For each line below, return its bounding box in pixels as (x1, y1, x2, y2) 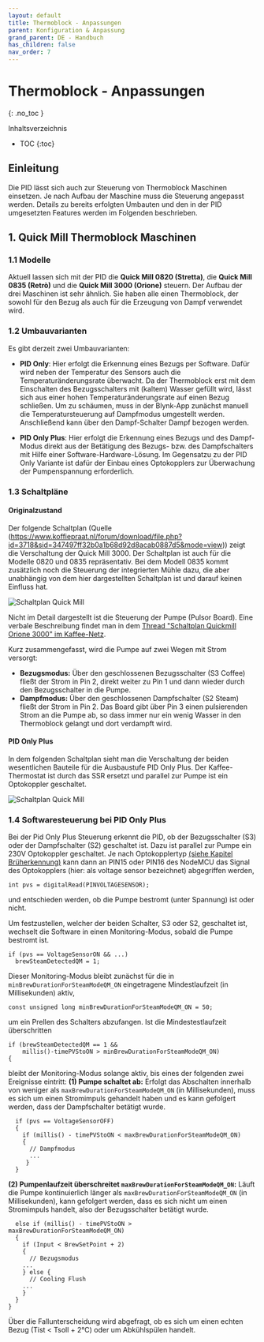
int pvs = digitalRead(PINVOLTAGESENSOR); (8, 881, 150, 889)
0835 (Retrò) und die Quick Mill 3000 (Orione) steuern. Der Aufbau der (8, 281, 243, 291)
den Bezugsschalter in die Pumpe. (19, 684, 132, 695)
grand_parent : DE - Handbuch (8, 33, 104, 42)
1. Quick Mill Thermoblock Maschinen (8, 231, 197, 245)
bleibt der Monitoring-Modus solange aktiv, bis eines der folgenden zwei (8, 1069, 244, 1078)
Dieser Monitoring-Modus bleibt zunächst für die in (8, 972, 175, 981)
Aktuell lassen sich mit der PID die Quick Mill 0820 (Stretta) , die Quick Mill (8, 272, 252, 282)
